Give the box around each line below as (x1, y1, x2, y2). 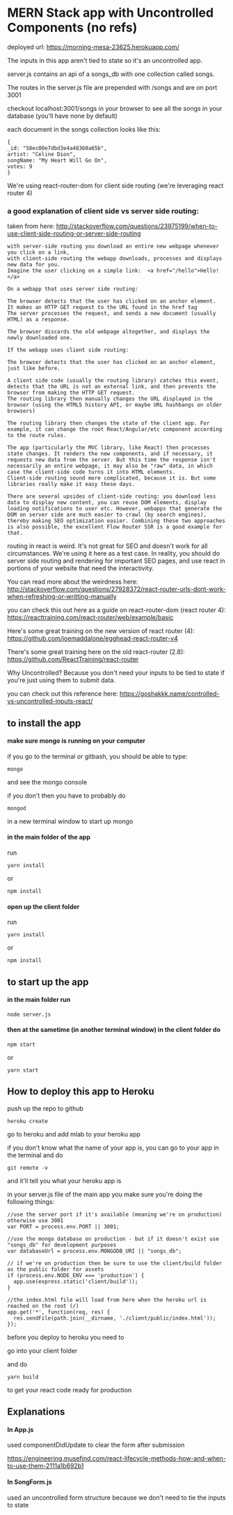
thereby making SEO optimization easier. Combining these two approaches (7, 517, 226, 524)
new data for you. (7, 261, 61, 268)
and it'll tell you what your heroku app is (7, 1176, 122, 1185)
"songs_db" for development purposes (7, 1241, 117, 1249)
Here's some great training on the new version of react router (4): (7, 627, 195, 635)
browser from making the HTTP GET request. (7, 389, 136, 397)
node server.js (7, 1011, 51, 1018)
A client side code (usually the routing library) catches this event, (7, 377, 219, 384)
